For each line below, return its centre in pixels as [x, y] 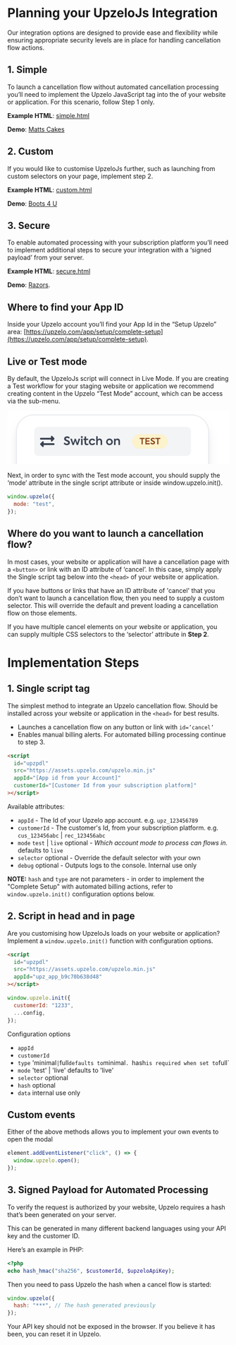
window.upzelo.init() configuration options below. [81, 894]
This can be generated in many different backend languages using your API [117, 1228]
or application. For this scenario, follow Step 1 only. [81, 102]
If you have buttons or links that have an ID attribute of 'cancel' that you [111, 590]
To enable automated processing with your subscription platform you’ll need [118, 242]
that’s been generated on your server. [62, 1214]
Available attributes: [36, 806]
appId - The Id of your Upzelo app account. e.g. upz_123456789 [108, 820]
